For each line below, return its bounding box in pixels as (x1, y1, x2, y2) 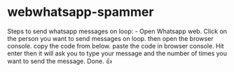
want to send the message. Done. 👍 (7, 57, 112, 65)
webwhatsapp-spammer (7, 4, 154, 20)
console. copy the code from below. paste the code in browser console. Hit (7, 42, 224, 50)
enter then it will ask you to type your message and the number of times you (7, 49, 228, 57)
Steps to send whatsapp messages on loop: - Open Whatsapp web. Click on (7, 27, 228, 35)
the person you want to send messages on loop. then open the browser (7, 34, 214, 42)
